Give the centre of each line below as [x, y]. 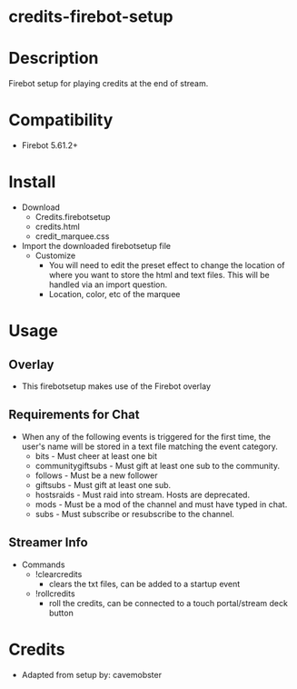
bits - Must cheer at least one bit [96, 455]
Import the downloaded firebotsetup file [96, 246]
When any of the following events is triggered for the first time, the [146, 436]
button [61, 613]
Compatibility [61, 120]
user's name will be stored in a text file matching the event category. [150, 446]
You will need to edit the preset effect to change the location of [167, 265]
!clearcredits [59, 574]
